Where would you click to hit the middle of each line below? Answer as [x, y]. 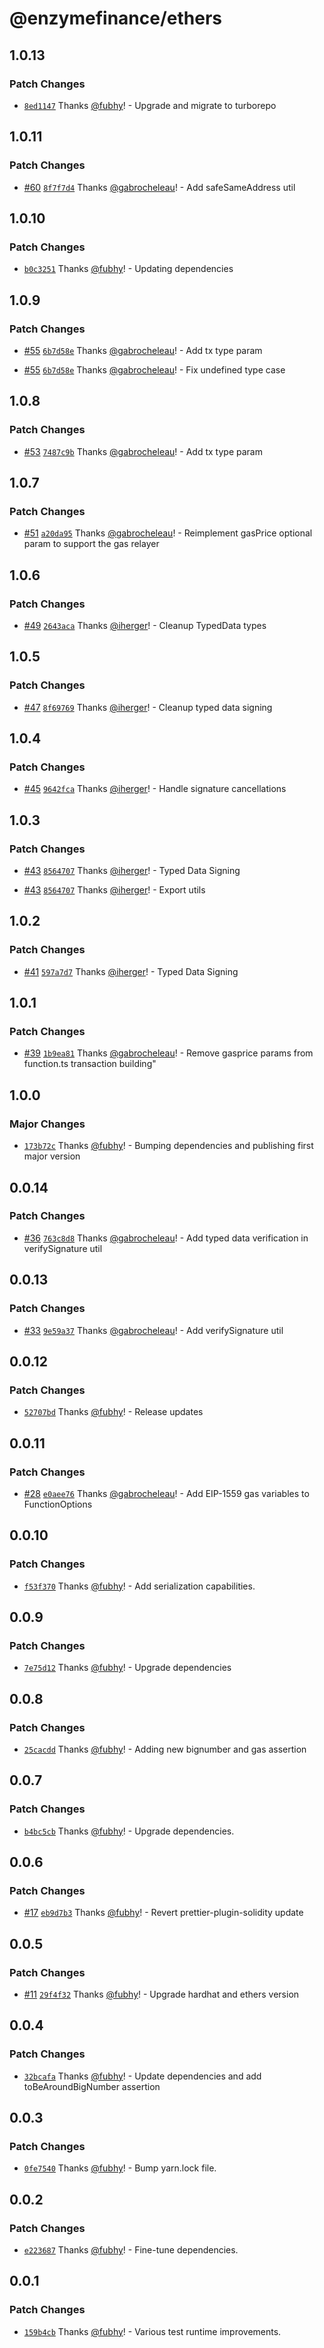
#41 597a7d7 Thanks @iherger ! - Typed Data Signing [131, 971]
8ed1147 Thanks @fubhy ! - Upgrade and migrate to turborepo [150, 105]
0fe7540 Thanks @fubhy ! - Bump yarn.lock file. [120, 2168]
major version [52, 1156]
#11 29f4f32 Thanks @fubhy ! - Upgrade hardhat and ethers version [161, 1994]
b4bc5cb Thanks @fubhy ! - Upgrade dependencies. [129, 1831]
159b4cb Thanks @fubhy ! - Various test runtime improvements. [152, 2331]
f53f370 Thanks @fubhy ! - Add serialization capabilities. [139, 1586]
